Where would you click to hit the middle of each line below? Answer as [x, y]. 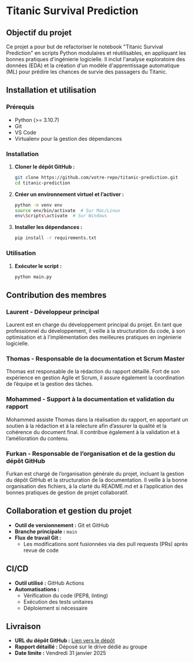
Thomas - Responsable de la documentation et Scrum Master [96, 359]
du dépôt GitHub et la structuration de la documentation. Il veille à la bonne [97, 480]
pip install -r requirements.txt [56, 238]
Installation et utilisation [51, 90]
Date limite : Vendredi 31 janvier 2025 [60, 653]
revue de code [41, 550]
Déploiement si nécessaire [56, 608]
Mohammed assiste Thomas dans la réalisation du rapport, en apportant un [97, 419]
